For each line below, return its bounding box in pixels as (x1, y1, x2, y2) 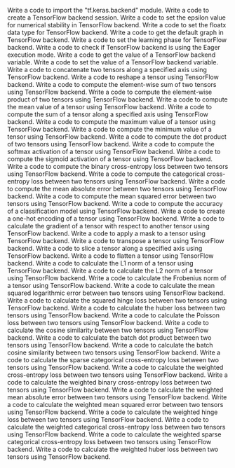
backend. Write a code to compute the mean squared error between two (7, 192, 217, 200)
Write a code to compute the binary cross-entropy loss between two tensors (7, 163, 229, 170)
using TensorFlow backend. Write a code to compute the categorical (7, 170, 206, 178)
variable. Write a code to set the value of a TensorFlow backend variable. (7, 58, 219, 66)
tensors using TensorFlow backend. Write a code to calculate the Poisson (7, 311, 220, 319)
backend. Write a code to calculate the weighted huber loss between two (7, 445, 219, 453)
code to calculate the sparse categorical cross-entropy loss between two (7, 356, 220, 364)
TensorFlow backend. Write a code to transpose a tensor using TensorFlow (7, 237, 224, 245)
